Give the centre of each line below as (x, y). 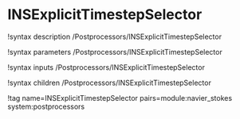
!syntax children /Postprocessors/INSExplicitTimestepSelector (110, 83)
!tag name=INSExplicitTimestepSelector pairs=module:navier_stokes (120, 98)
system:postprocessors (46, 106)
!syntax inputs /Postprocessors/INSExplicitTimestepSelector (106, 67)
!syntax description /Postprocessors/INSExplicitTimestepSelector (115, 36)
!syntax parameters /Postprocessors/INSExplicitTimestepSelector (115, 52)
